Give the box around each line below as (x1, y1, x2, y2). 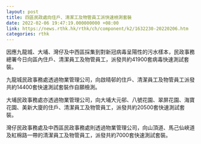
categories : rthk (6, 31, 50, 37)
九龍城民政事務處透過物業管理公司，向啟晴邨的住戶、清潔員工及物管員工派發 (6, 76, 195, 83)
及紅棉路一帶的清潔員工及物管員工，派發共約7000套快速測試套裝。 (6, 131, 172, 139)
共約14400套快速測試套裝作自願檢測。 (6, 83, 100, 91)
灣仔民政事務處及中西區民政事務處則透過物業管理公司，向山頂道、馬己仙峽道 (6, 124, 195, 131)
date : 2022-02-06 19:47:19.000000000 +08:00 (6, 20, 119, 26)
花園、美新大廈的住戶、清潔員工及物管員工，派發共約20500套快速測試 (6, 104, 180, 111)
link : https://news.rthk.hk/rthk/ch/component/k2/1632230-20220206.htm (6, 25, 188, 32)
